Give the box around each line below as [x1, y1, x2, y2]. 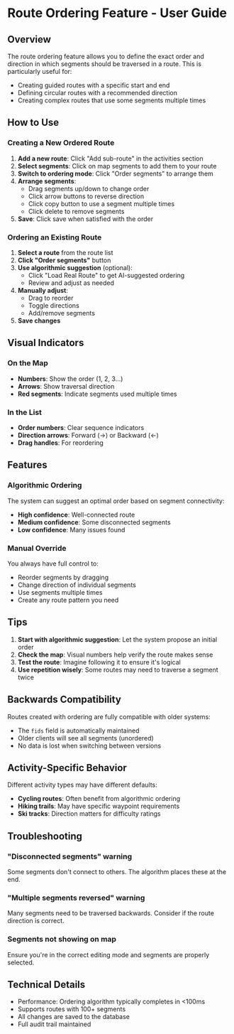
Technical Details [7, 979, 86, 991]
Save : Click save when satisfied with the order [17, 215, 154, 223]
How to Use [7, 117, 60, 129]
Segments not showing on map [7, 935, 117, 944]
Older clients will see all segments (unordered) [17, 733, 154, 742]
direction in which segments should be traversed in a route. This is [7, 60, 202, 68]
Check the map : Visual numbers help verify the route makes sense [17, 650, 213, 659]
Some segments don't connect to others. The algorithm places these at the [7, 868, 227, 876]
